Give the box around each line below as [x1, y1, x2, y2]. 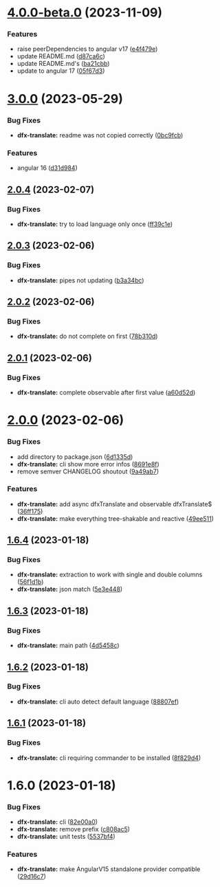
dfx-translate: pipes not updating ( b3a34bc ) [16, 276, 144, 284]
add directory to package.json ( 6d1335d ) [16, 452, 133, 461]
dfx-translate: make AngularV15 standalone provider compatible [16, 865, 201, 873]
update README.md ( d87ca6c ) [16, 52, 105, 60]
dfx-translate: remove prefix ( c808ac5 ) [16, 825, 131, 833]
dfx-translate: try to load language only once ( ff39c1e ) [16, 220, 173, 228]
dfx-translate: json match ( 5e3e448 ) [16, 585, 123, 594]
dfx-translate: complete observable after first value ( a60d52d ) [16, 388, 196, 396]
